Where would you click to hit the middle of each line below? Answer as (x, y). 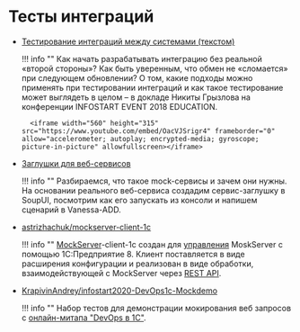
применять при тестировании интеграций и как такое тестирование (152, 87)
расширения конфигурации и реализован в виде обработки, (137, 264)
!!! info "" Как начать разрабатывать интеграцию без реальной (141, 58)
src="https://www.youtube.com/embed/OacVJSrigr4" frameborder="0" (148, 131)
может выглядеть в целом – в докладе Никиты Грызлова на (136, 97)
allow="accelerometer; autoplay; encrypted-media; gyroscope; (140, 139)
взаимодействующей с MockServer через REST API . (121, 273)
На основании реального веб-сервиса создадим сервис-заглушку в (153, 190)
